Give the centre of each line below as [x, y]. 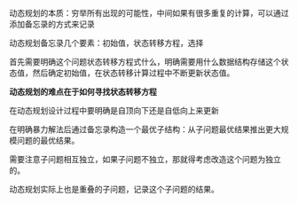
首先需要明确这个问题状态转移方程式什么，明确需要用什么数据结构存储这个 [145, 62]
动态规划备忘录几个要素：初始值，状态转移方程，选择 [106, 43]
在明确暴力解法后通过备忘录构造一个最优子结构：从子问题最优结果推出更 [141, 129]
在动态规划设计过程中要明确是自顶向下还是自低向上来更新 [114, 110]
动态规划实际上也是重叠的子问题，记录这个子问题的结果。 [114, 189]
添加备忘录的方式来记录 [52, 24]
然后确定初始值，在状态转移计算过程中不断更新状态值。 [133, 73]
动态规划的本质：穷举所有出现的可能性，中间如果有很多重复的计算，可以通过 [149, 13]
